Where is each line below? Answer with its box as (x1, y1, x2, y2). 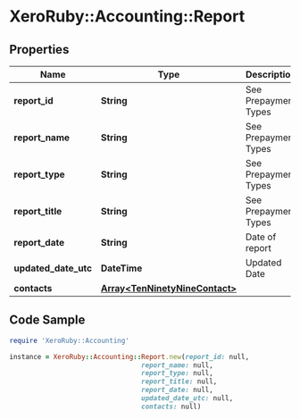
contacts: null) (141, 402, 202, 411)
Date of (245, 230, 277, 243)
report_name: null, (141, 360, 214, 370)
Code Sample (9, 313, 86, 328)
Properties (9, 42, 70, 57)
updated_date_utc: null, (141, 394, 234, 403)
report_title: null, (141, 377, 218, 386)
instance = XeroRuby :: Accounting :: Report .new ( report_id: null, (9, 352, 250, 361)
